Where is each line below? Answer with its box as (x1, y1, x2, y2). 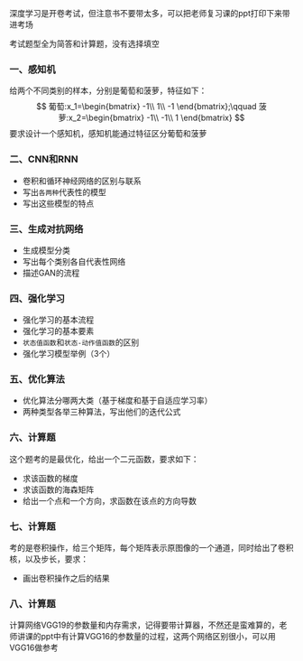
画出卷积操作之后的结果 (22, 573, 110, 584)
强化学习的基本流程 (22, 314, 95, 325)
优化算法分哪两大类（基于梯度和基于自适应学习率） (22, 396, 213, 406)
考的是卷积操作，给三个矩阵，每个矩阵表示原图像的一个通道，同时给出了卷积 (9, 543, 294, 554)
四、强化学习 (9, 292, 66, 304)
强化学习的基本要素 (22, 326, 95, 337)
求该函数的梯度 (22, 472, 78, 483)
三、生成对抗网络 (9, 222, 84, 235)
